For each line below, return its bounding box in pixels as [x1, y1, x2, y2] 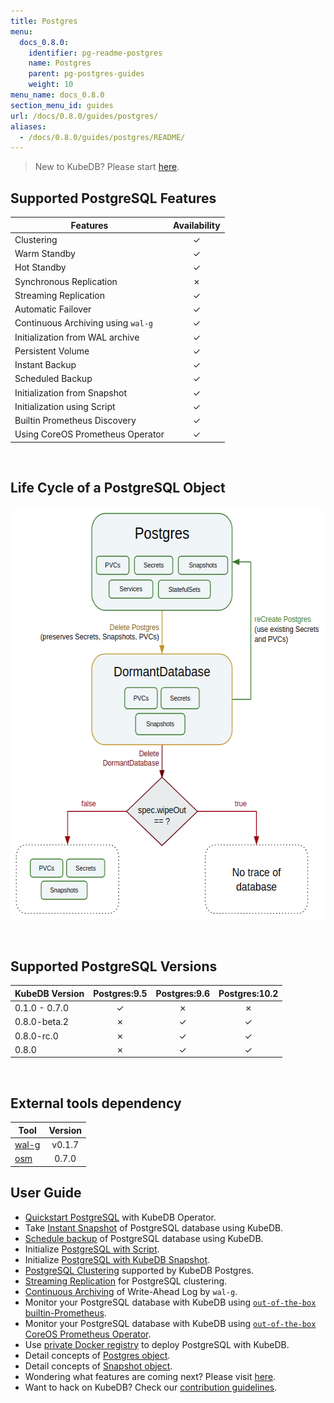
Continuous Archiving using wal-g [14, 317, 153, 329]
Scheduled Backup [14, 373, 93, 385]
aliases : [10, 121, 47, 132]
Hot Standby [14, 261, 67, 274]
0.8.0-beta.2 [14, 1016, 69, 1028]
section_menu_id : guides [10, 100, 114, 110]
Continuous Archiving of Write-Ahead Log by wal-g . [24, 1285, 238, 1297]
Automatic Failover [14, 303, 92, 315]
